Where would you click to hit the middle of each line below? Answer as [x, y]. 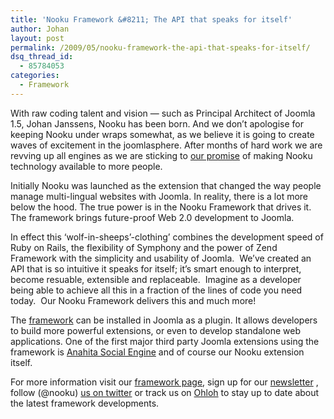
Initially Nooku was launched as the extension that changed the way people [166, 185]
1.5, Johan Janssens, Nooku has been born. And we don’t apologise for [157, 123]
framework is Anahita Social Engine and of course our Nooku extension [157, 352]
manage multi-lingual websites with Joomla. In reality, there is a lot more [159, 196]
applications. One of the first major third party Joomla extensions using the [165, 341]
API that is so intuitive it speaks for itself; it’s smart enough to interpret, [156, 268]
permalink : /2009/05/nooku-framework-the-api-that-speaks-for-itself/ [160, 47]
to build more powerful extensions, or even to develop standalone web [155, 330]
